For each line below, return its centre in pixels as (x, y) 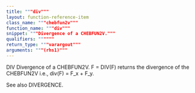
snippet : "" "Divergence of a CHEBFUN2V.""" (61, 34)
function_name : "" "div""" (38, 28)
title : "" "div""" (28, 12)
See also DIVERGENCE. (35, 85)
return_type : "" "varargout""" (44, 45)
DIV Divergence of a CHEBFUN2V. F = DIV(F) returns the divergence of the (98, 67)
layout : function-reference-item (48, 17)
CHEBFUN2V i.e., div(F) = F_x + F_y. (50, 73)
